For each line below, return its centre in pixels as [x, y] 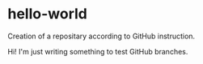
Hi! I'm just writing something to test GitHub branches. [98, 51]
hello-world [48, 14]
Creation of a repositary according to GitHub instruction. [101, 36]
